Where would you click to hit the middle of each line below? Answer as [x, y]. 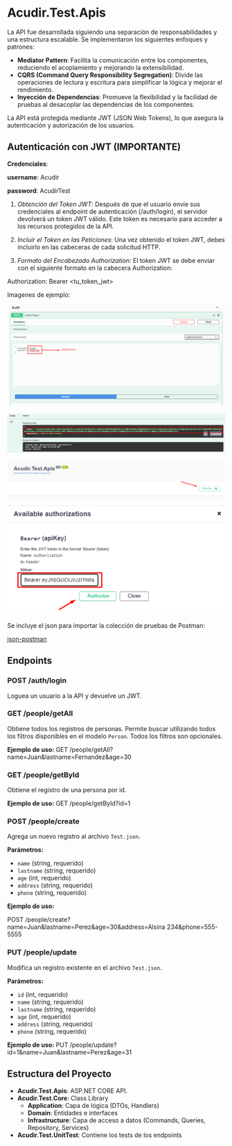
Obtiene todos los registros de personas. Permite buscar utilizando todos [111, 728]
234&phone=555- [192, 927]
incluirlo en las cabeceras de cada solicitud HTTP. [89, 247]
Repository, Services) [58, 1127]
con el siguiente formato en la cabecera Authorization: [95, 268]
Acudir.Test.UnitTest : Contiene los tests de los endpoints [99, 1135]
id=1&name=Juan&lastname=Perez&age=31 [70, 1052]
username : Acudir [33, 177]
